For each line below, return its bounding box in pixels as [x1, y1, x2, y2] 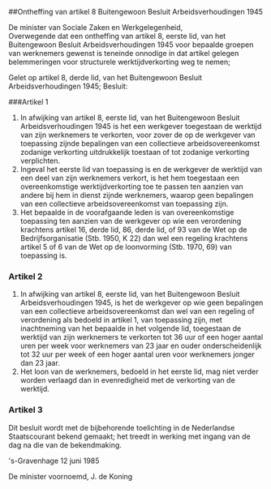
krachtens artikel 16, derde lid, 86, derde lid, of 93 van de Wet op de [19, 225, 247, 234]
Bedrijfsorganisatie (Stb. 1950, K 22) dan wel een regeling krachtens [19, 234, 248, 242]
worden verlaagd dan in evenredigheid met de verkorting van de [19, 375, 235, 385]
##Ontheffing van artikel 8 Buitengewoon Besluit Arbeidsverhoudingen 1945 [8, 7, 264, 16]
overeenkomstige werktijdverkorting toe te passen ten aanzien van [19, 182, 243, 191]
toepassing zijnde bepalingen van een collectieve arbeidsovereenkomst [19, 139, 260, 148]
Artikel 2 [8, 271, 43, 282]
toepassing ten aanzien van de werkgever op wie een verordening [19, 217, 242, 225]
